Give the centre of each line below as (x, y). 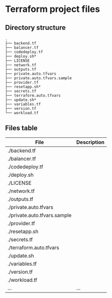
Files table (22, 128)
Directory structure (35, 28)
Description (90, 142)
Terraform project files (53, 9)
